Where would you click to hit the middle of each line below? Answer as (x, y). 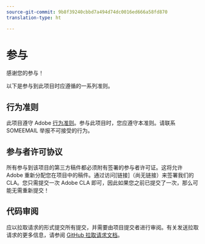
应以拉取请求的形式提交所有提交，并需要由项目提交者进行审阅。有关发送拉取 (103, 227)
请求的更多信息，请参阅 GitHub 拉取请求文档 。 (65, 235)
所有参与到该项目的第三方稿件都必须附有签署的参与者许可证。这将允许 (95, 168)
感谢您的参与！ (25, 73)
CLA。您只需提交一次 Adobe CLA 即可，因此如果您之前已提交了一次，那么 (100, 183)
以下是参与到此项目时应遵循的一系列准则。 (60, 86)
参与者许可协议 (34, 152)
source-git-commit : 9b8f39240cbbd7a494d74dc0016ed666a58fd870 (87, 12)
